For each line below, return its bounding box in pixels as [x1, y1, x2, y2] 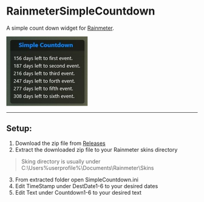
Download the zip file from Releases [15, 140, 106, 147]
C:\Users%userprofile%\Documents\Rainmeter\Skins [21, 164, 154, 171]
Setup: [6, 123, 32, 134]
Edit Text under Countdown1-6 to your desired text [15, 189, 141, 196]
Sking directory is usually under [21, 158, 101, 165]
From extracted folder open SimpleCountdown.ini [15, 176, 138, 183]
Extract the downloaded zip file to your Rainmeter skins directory [15, 146, 178, 153]
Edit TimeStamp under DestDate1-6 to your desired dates [15, 182, 158, 189]
